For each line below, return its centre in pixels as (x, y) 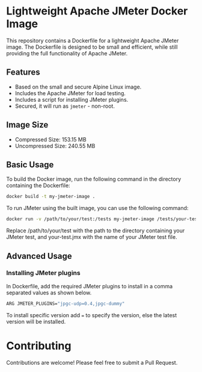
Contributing (39, 346)
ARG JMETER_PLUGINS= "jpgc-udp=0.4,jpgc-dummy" (66, 303)
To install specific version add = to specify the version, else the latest (92, 315)
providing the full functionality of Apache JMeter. (67, 53)
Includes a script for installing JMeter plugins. (72, 99)
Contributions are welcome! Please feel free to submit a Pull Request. (92, 362)
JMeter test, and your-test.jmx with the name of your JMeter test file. (92, 237)
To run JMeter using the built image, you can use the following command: (97, 208)
